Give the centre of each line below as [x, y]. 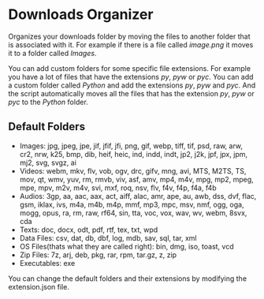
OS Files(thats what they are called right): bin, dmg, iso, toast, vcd [126, 246]
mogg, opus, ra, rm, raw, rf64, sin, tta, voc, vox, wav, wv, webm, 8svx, [133, 213]
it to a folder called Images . [52, 53]
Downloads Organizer [81, 15]
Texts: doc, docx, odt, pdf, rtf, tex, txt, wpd [89, 230]
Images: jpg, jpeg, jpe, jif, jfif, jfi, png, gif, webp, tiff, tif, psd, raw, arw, [131, 146]
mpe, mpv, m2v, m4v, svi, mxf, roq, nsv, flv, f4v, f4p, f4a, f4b [118, 188]
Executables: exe [47, 263]
